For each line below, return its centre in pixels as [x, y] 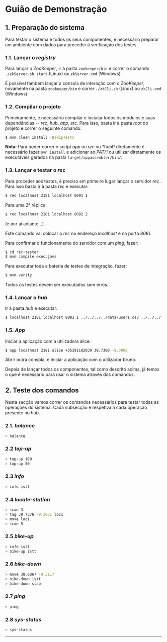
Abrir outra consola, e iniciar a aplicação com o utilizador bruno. [71, 360]
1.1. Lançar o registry [31, 57]
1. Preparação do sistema [45, 28]
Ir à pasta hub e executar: [31, 308]
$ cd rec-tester [22, 252]
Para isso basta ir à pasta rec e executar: [47, 186]
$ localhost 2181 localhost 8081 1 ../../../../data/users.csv [72, 318]
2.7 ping [15, 596]
